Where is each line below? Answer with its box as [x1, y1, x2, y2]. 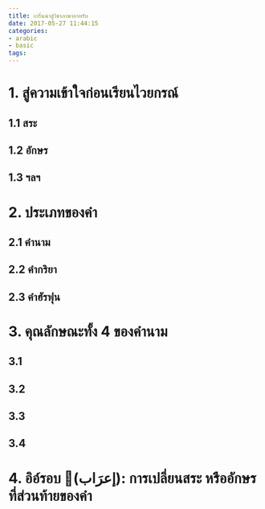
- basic [8, 42, 35, 50]
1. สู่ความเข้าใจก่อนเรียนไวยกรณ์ [8, 84, 179, 102]
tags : [8, 49, 26, 57]
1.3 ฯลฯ [8, 170, 41, 185]
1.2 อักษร [8, 143, 48, 157]
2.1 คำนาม [8, 235, 51, 249]
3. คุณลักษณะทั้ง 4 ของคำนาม [8, 322, 168, 340]
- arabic [8, 34, 38, 43]
